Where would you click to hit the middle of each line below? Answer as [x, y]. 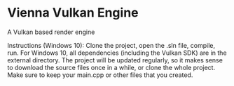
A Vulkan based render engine [51, 32]
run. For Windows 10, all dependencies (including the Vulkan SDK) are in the [117, 53]
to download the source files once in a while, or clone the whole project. [111, 67]
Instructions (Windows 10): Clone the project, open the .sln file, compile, [111, 45]
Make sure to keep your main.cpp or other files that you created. [100, 75]
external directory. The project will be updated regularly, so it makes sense [115, 60]
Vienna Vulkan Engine [73, 13]
